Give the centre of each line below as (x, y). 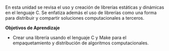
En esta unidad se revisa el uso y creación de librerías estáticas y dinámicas (85, 7)
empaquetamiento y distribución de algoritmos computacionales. (80, 43)
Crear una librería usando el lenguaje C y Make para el (70, 38)
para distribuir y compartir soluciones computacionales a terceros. (75, 18)
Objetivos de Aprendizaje (32, 28)
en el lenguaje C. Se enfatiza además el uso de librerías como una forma (81, 13)
